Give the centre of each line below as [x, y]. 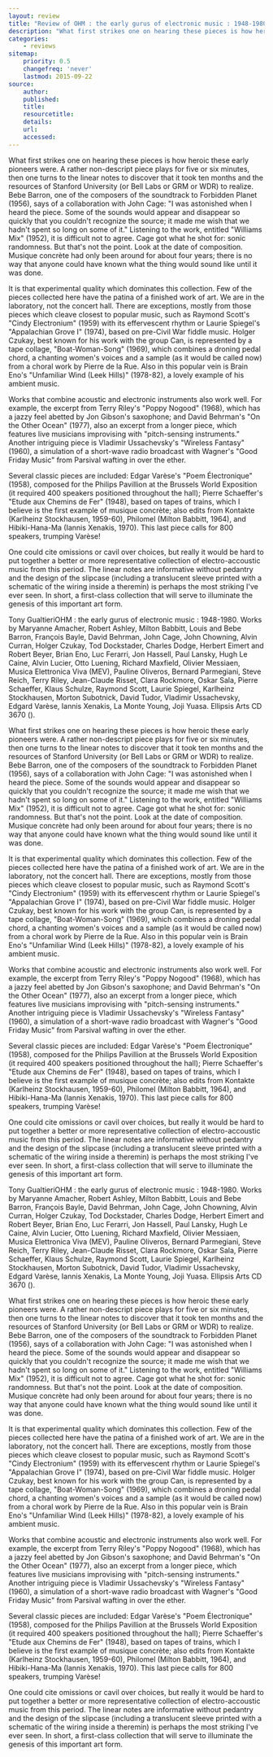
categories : [28, 39]
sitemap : [23, 54]
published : [41, 99]
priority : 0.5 [47, 62]
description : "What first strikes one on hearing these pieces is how [130, 31]
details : [38, 122]
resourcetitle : [49, 115]
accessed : [40, 137]
